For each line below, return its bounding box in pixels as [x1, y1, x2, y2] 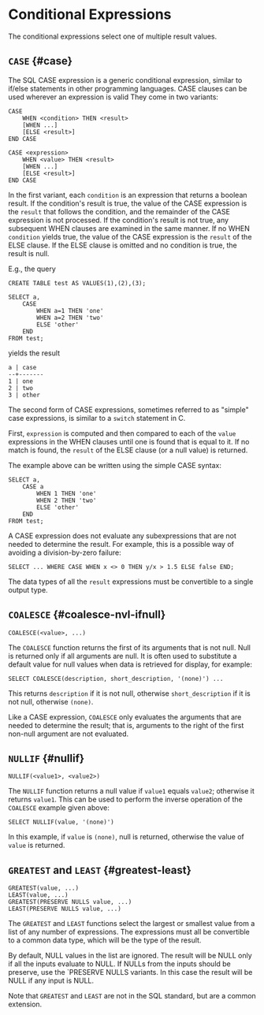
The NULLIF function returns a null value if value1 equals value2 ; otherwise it [8, 786, 255, 796]
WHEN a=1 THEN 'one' [36, 307, 104, 314]
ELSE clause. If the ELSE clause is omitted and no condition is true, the [8, 240, 238, 250]
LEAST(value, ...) [8, 891, 69, 899]
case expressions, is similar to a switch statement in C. [8, 413, 186, 422]
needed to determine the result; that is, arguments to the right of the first [8, 720, 244, 730]
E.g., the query [8, 264, 57, 273]
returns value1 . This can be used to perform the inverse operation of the [8, 794, 243, 805]
